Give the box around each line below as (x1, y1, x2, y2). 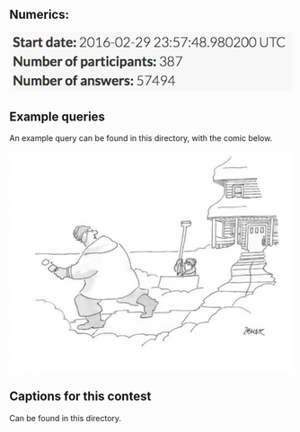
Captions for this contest (9, 389, 152, 404)
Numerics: (9, 7, 70, 22)
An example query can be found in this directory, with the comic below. (9, 133, 273, 144)
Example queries (9, 109, 106, 124)
